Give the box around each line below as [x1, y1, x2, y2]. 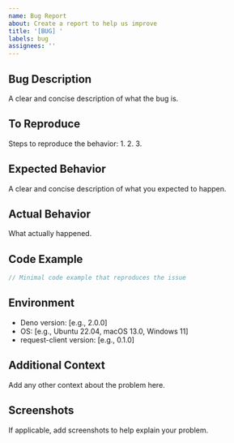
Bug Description [8, 72, 91, 86]
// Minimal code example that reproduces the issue [8, 273, 186, 282]
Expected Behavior [8, 162, 107, 176]
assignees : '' [8, 42, 57, 50]
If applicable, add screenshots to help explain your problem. [8, 425, 209, 435]
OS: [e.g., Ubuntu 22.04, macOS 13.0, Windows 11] [19, 326, 189, 336]
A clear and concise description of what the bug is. [8, 93, 179, 103]
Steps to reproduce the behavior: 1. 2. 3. [8, 139, 143, 148]
